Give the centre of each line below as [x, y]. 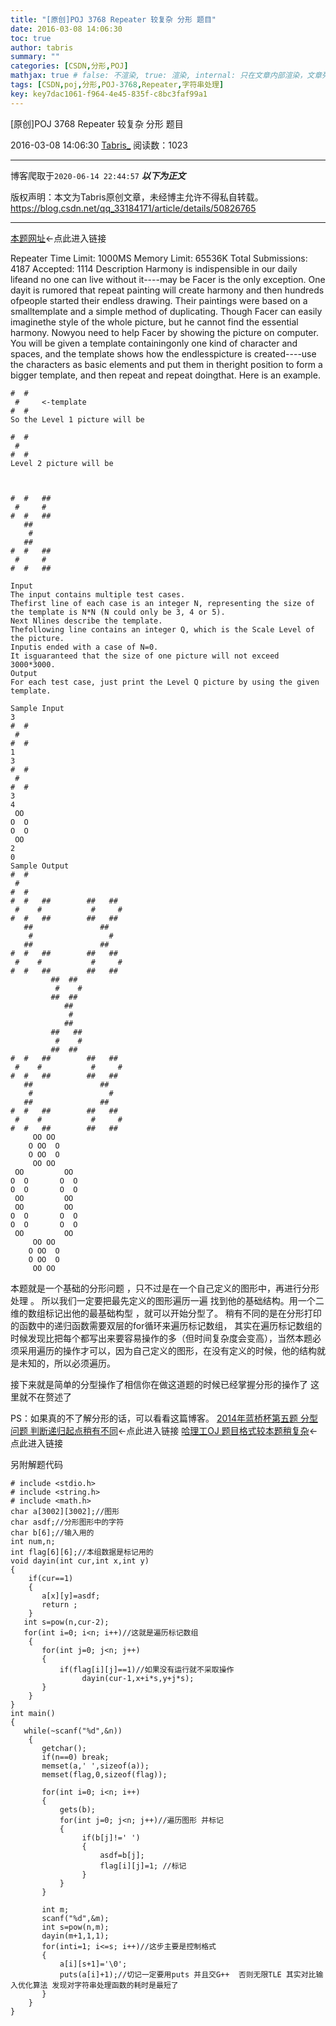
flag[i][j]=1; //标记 [143, 1866]
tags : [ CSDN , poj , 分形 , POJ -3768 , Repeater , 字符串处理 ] [117, 85]
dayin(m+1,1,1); [75, 1936]
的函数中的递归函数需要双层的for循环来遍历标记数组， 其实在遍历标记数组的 [166, 1325]
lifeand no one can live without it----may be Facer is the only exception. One [168, 279]
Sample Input [37, 708]
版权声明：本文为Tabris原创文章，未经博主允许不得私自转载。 [137, 197]
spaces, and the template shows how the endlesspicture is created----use [163, 353]
